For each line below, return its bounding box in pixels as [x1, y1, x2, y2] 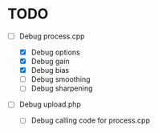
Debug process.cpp [18, 31, 85, 41]
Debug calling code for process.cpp [30, 115, 150, 125]
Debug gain [30, 57, 70, 66]
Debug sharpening [30, 83, 93, 93]
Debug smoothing [30, 75, 91, 84]
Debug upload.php [18, 99, 82, 109]
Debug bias [30, 66, 70, 75]
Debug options [30, 47, 81, 57]
